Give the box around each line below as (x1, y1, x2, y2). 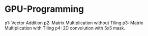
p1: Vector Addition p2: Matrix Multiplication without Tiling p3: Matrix (4, 20, 144, 26)
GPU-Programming (4, 3, 84, 15)
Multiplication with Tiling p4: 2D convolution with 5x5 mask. (4, 25, 125, 31)
